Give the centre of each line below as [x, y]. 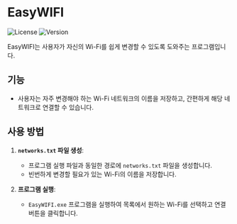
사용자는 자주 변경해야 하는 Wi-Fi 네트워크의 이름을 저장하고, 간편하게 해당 [120, 98]
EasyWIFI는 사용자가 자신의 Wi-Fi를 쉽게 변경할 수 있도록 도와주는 [99, 46]
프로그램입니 [209, 46]
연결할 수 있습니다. [68, 107]
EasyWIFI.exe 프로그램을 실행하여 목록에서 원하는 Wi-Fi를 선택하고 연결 [127, 204]
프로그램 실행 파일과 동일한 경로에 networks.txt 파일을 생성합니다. [120, 165]
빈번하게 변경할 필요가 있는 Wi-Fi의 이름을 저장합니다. [103, 174]
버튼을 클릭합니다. [53, 213]
